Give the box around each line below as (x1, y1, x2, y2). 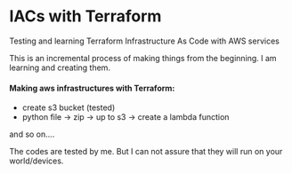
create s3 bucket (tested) (21, 102, 116, 113)
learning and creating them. (9, 62, 111, 73)
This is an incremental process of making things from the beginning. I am (9, 52, 278, 63)
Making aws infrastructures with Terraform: (9, 83, 175, 93)
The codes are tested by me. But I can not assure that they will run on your (9, 146, 283, 157)
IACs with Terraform (9, 6, 162, 27)
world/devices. (9, 155, 64, 166)
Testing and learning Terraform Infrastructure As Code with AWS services (9, 36, 280, 46)
